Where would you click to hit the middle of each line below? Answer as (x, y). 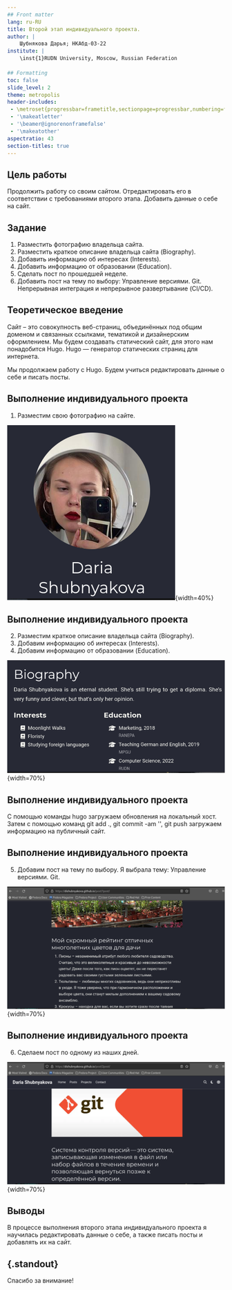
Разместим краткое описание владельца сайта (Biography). (106, 636)
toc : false (23, 80)
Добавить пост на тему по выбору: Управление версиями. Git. (109, 281)
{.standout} (33, 1264)
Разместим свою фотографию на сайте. (76, 415)
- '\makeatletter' (37, 117)
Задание (27, 228)
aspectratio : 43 (30, 138)
